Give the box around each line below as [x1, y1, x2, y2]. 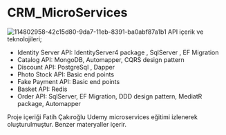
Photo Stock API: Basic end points [17, 70, 115, 79]
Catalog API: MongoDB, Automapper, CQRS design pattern [17, 55, 185, 63]
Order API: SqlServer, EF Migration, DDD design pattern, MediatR [17, 92, 203, 101]
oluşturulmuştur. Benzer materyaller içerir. [7, 120, 126, 128]
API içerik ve [168, 28, 204, 36]
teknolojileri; [7, 34, 43, 43]
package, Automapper [17, 99, 82, 107]
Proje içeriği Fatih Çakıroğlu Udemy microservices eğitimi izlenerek [7, 112, 198, 121]
